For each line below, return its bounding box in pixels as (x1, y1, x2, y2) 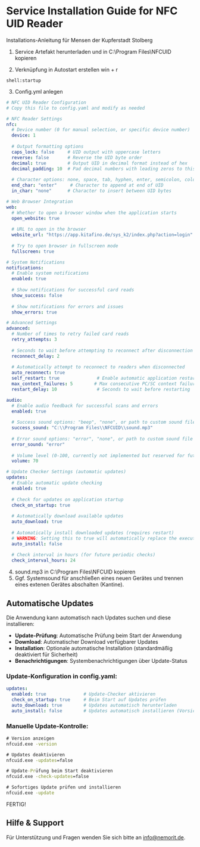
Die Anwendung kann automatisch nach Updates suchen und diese (6, 614, 171, 621)
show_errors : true (11, 309, 58, 315)
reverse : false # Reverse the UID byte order (11, 154, 143, 160)
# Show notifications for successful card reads (11, 287, 135, 293)
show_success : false (11, 292, 62, 299)
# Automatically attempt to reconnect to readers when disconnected (11, 364, 185, 370)
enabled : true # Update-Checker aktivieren (11, 691, 156, 697)
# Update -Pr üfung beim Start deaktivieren (6, 768, 113, 774)
